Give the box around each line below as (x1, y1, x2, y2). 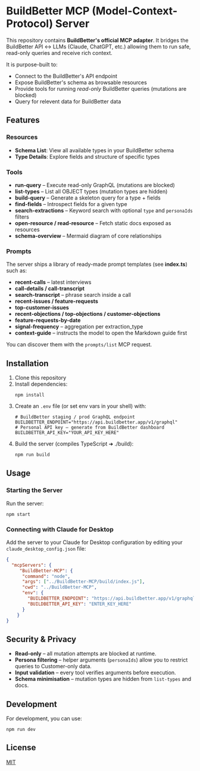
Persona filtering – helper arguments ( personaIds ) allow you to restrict (14, 656, 188, 664)
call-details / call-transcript (14, 285, 85, 292)
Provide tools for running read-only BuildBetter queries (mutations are (14, 85, 187, 92)
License (6, 742, 36, 753)
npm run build (14, 452, 50, 458)
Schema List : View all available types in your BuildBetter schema (14, 146, 174, 153)
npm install (14, 392, 45, 398)
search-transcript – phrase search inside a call (14, 291, 132, 299)
